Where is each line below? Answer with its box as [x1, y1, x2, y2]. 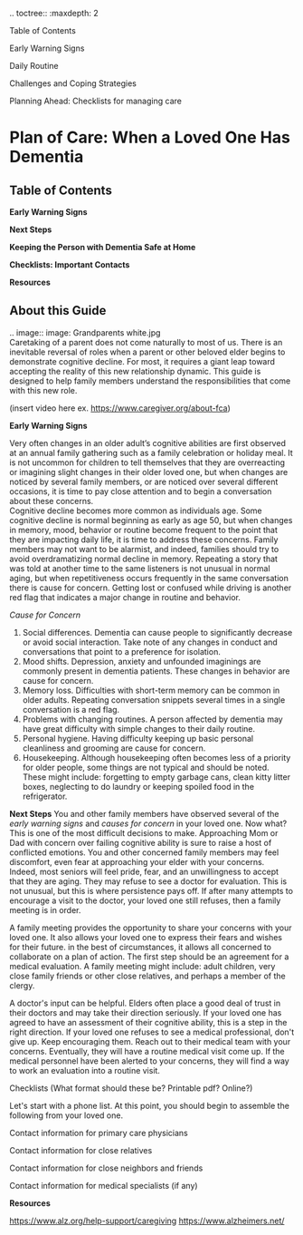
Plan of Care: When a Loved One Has [9, 127, 291, 148]
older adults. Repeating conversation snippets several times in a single [22, 694, 286, 705]
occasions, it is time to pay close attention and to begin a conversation [9, 485, 272, 497]
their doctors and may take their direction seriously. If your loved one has [9, 1006, 282, 1018]
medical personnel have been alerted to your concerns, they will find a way [9, 1055, 289, 1066]
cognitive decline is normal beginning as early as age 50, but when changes [9, 514, 293, 525]
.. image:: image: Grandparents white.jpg [9, 326, 161, 338]
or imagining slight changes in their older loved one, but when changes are [9, 466, 289, 477]
